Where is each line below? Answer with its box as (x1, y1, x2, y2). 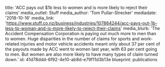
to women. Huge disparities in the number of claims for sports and (5, 36, 140, 42)
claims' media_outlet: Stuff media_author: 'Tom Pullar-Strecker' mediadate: (5, 10, 157, 16)
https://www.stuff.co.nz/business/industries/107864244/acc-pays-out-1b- (6, 20, 158, 26)
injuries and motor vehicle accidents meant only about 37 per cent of (20, 41, 161, 46)
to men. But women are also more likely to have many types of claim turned (5, 51, 158, 57)
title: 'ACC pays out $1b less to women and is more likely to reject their (5, 5, 148, 10)
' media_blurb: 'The (120, 25, 160, 31)
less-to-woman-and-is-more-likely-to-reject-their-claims (5, 25, 121, 31)
